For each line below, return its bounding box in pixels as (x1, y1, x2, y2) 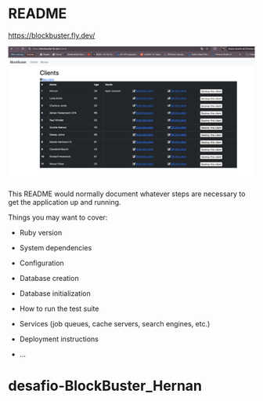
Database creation (19, 274, 80, 283)
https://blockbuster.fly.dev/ (8, 31, 95, 40)
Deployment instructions (19, 334, 99, 344)
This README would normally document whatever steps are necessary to (8, 189, 246, 199)
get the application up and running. (8, 198, 121, 207)
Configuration (19, 258, 64, 268)
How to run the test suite (19, 304, 99, 314)
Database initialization (19, 289, 92, 298)
